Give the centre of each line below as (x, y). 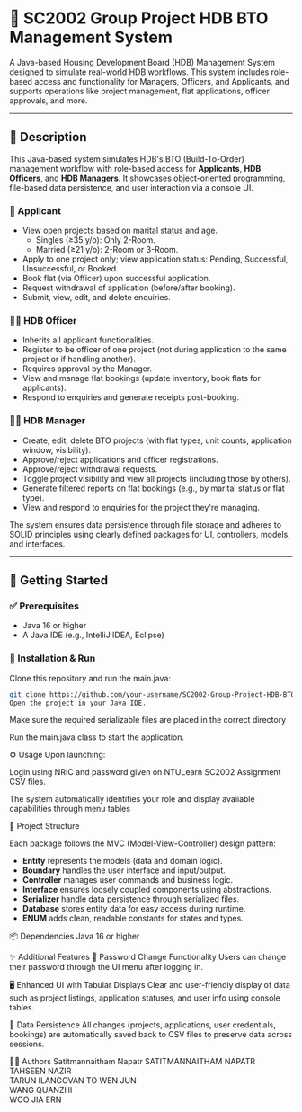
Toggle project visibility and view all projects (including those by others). (156, 478)
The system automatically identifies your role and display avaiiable (132, 799)
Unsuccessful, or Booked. (70, 269)
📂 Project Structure (44, 826)
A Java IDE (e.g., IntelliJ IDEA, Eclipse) (93, 635)
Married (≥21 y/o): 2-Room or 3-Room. (107, 250)
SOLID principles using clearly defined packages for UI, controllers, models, (150, 534)
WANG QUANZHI (41, 1090)
